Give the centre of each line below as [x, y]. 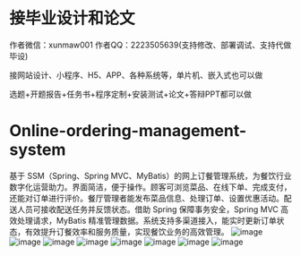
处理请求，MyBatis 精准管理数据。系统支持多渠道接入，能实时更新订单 [146, 220]
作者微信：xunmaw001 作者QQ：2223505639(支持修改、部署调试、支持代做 [150, 45]
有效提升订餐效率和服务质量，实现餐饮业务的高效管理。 [127, 231]
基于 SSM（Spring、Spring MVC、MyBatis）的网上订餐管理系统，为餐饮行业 [150, 175]
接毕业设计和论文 [73, 18]
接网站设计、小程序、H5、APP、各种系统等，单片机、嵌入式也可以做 [136, 75]
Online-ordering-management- [128, 131]
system [38, 150]
